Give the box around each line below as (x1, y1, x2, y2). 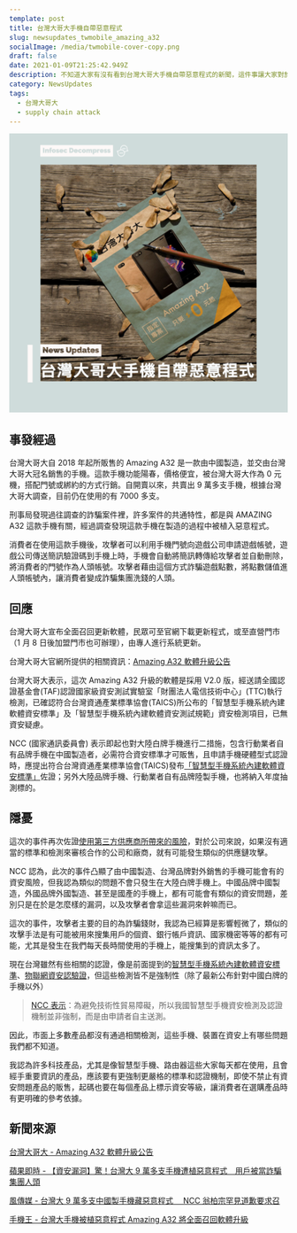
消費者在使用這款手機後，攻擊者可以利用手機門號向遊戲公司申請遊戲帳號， (9, 539, 280, 550)
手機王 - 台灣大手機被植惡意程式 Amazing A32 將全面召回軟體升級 (9, 1214, 249, 1224)
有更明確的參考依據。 (9, 1092, 87, 1103)
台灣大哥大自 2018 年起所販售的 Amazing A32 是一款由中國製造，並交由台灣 (9, 457, 286, 469)
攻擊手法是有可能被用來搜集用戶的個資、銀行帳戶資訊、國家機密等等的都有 (9, 928, 280, 939)
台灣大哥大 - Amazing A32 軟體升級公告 (9, 1146, 154, 1157)
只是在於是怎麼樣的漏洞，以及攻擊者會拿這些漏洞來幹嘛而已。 (16, 899, 241, 910)
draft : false (9, 51, 57, 61)
